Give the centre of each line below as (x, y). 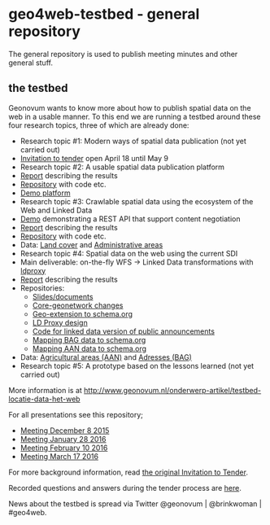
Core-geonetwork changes (78, 305)
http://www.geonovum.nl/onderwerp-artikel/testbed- (173, 390)
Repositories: (42, 288)
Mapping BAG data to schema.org (89, 339)
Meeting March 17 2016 (59, 456)
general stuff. (30, 63)
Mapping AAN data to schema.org (89, 348)
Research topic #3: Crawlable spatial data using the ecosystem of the (137, 201)
